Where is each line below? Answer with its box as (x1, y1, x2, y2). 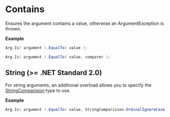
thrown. (5, 25, 21, 31)
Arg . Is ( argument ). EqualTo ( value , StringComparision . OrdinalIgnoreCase (5, 107, 165, 112)
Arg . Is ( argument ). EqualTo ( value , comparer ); (5, 54, 110, 59)
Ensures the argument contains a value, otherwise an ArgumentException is (5, 20, 164, 26)
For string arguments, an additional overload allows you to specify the (5, 82, 152, 88)
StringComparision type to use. (5, 87, 71, 93)
